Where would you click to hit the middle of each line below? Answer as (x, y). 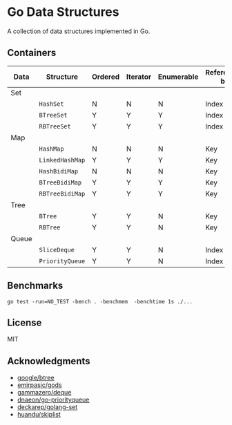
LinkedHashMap (62, 160)
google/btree (36, 378)
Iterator (139, 77)
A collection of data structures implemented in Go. (79, 31)
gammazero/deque (44, 393)
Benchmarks (35, 286)
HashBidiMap (58, 171)
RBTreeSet (55, 126)
